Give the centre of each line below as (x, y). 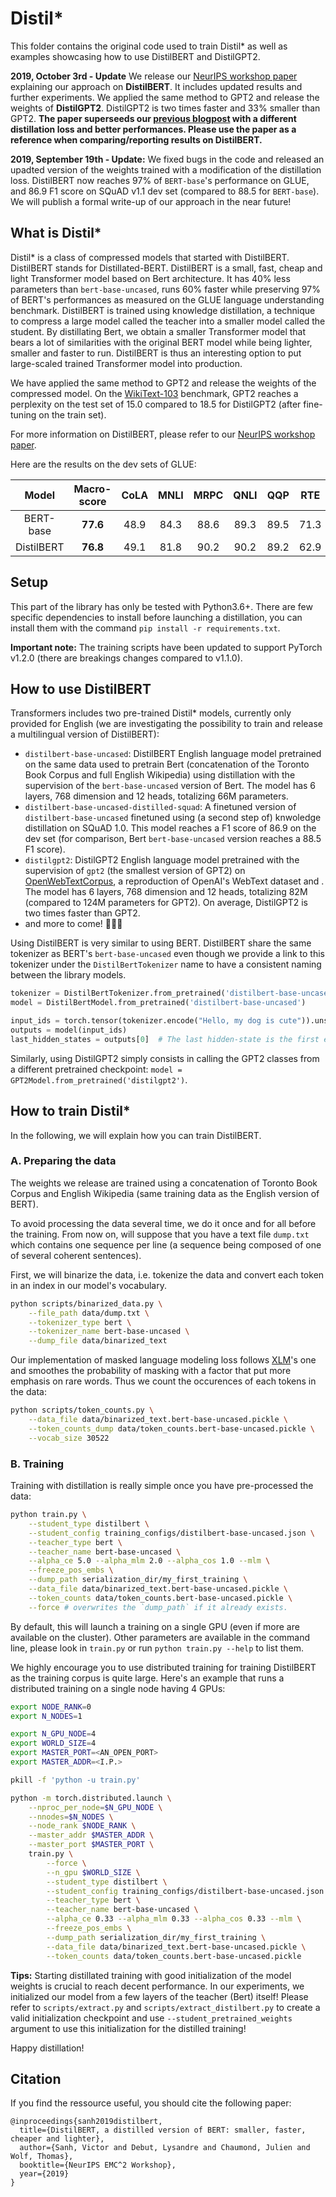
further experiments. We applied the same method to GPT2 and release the (165, 97)
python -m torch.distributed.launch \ (91, 1798)
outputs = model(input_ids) (69, 1030)
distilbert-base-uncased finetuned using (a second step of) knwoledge (173, 818)
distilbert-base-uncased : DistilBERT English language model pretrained (173, 754)
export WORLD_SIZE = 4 (53, 1743)
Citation (36, 2078)
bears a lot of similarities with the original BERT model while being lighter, (161, 342)
